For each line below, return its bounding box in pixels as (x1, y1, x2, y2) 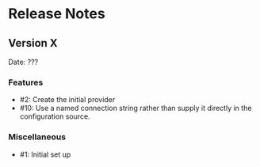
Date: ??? (8, 57, 39, 66)
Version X (8, 36, 58, 50)
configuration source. (19, 112, 90, 121)
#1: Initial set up (19, 150, 71, 159)
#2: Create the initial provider (19, 95, 116, 104)
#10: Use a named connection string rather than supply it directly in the (19, 104, 252, 113)
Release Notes (8, 5, 105, 23)
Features (8, 77, 44, 88)
